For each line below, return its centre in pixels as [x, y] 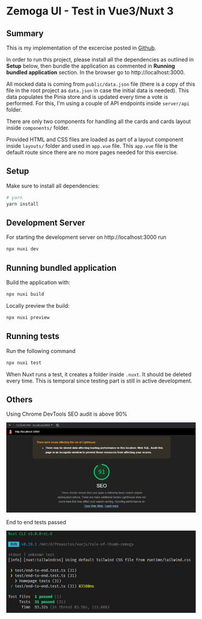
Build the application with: [38, 282]
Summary [25, 33]
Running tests [33, 336]
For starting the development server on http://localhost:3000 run [86, 237]
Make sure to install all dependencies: [53, 186]
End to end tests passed [36, 522]
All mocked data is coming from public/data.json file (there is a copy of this [101, 84]
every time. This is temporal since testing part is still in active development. [99, 381]
